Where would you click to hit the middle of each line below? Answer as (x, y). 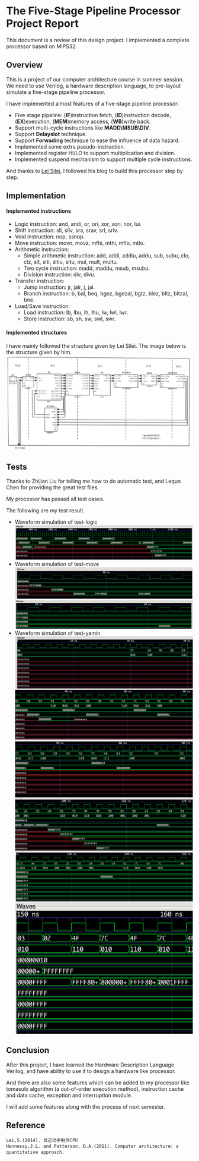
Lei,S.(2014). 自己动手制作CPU (42, 1140)
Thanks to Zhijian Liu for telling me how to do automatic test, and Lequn (94, 481)
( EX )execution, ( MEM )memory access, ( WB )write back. (83, 121)
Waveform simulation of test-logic (56, 522)
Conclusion (28, 1050)
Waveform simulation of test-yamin (57, 633)
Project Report (42, 23)
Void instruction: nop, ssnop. (50, 237)
